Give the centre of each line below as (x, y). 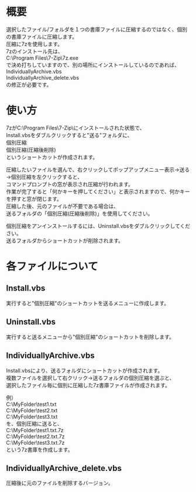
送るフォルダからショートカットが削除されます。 (65, 240)
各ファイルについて (52, 266)
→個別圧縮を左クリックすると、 (44, 177)
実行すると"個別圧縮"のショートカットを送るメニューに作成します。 (88, 303)
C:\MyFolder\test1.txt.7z (35, 430)
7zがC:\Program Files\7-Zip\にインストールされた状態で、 (75, 128)
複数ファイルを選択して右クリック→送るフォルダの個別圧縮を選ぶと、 (90, 378)
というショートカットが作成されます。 (52, 157)
